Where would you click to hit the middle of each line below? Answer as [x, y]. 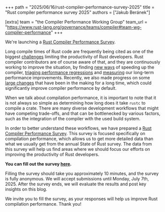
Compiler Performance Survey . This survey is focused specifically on [75, 133]
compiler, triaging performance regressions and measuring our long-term [80, 72]
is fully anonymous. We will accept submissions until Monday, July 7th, [77, 179]
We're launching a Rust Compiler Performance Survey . [60, 42]
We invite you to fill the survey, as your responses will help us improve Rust [81, 199]
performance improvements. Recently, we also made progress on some [78, 78]
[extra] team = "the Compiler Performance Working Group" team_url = [76, 22]
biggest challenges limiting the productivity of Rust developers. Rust [74, 57]
